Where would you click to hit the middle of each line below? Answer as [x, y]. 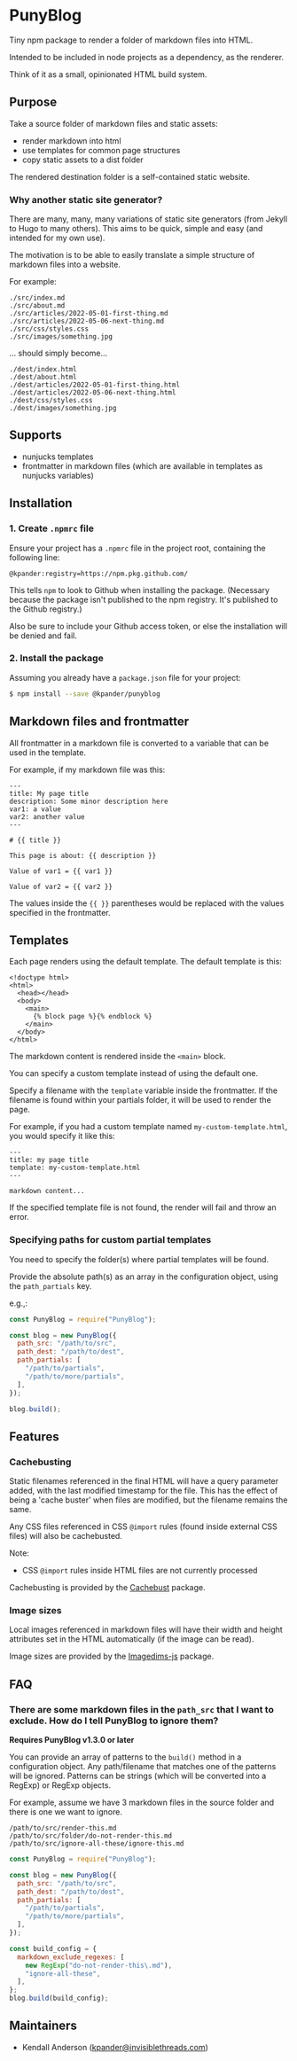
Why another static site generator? [86, 199]
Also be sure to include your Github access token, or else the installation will [148, 626]
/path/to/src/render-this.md [63, 1828]
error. [19, 1217]
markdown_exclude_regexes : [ [71, 1957]
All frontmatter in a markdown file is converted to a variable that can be [139, 743]
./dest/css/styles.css [51, 401]
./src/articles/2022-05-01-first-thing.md [89, 314]
